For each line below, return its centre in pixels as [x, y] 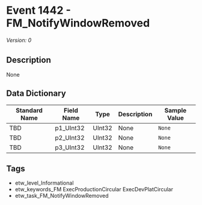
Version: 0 [19, 40]
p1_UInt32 [70, 128]
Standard [29, 110]
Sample [176, 110]
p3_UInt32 [70, 147]
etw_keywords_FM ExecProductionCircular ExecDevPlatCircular [94, 189]
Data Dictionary [36, 94]
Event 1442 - [38, 10]
